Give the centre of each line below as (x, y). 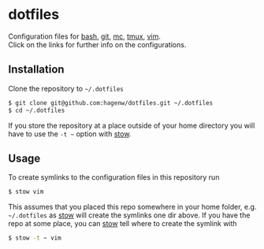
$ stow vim (26, 192)
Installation (36, 70)
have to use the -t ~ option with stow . (70, 134)
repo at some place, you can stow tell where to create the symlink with (123, 224)
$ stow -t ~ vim (35, 238)
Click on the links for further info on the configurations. (97, 44)
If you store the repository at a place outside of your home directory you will (132, 125)
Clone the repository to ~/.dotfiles (66, 88)
